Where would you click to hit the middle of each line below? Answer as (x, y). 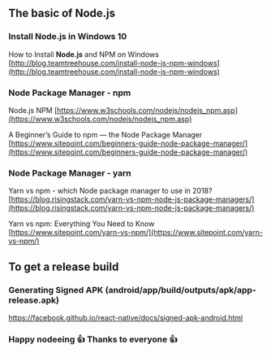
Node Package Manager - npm (70, 93)
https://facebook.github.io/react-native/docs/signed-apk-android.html (126, 317)
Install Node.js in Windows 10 (68, 37)
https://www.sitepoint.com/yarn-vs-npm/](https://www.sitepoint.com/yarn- (137, 233)
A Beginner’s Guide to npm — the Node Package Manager (105, 134)
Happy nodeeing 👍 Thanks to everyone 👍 (93, 339)
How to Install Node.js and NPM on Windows (84, 54)
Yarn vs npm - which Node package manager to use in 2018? (110, 191)
